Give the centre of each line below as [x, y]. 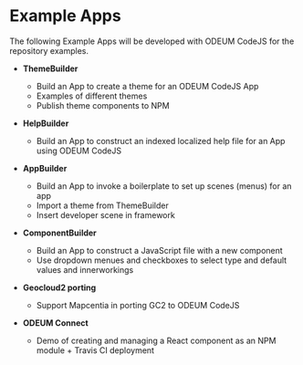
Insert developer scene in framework [105, 214]
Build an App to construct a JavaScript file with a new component [159, 250]
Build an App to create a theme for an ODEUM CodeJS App [147, 86]
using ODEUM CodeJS [79, 151]
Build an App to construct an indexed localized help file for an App [161, 141]
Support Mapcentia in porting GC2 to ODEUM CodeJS [138, 305]
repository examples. [49, 50]
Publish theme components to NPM [103, 105]
